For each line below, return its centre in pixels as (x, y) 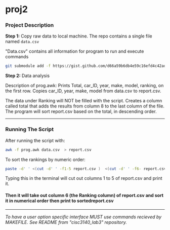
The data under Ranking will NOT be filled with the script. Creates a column (84, 101)
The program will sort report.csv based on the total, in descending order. (81, 111)
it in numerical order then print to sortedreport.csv (59, 201)
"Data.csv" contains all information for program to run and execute (75, 51)
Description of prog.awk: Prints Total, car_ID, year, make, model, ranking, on (84, 86)
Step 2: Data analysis (27, 76)
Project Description (30, 25)
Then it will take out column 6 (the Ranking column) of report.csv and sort (84, 195)
